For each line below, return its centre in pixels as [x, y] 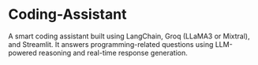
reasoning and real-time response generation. [113, 52]
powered [22, 52]
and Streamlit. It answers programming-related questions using [111, 44]
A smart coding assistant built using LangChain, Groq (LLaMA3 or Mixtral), [129, 36]
